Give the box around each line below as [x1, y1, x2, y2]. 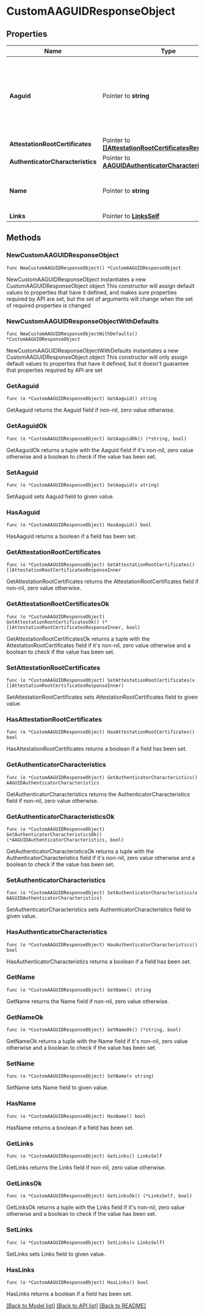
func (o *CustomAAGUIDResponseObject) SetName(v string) [6, 1073, 154, 1079]
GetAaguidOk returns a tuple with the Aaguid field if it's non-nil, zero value [6, 446, 194, 454]
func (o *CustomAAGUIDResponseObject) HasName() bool [6, 1113, 146, 1119]
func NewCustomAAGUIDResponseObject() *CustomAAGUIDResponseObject [6, 265, 182, 271]
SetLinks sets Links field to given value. [6, 1250, 106, 1257]
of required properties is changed [6, 301, 91, 309]
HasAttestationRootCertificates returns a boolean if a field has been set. [6, 745, 187, 753]
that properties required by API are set [6, 366, 103, 374]
